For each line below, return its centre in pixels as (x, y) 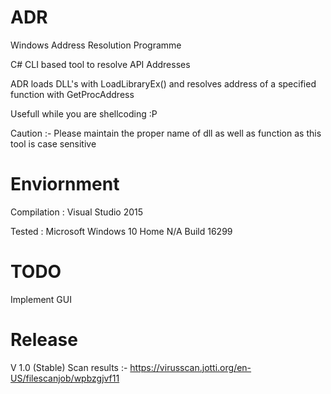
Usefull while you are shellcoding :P (84, 113)
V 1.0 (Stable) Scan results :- (69, 367)
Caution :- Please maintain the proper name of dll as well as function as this (166, 133)
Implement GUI (41, 299)
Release (44, 340)
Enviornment (65, 184)
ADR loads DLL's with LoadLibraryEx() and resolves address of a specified (163, 83)
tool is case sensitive (53, 143)
